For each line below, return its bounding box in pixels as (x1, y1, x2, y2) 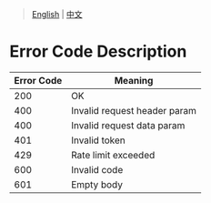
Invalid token (71, 134, 126, 147)
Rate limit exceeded (71, 148, 156, 161)
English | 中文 (31, 9, 84, 19)
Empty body (71, 178, 123, 190)
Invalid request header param (71, 104, 197, 117)
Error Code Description (9, 41, 187, 62)
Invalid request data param (71, 118, 186, 131)
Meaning (114, 74, 154, 86)
